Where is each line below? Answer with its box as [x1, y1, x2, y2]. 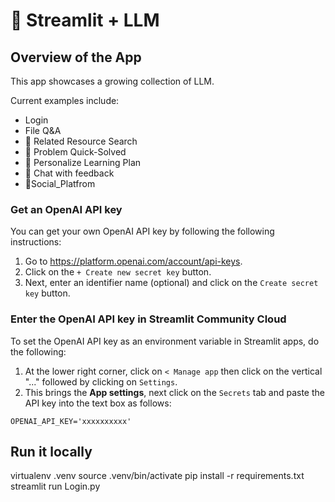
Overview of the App [10, 49, 142, 66]
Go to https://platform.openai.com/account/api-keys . [24, 255, 243, 268]
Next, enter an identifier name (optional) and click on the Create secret [24, 277, 319, 289]
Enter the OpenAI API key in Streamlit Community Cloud [10, 312, 287, 326]
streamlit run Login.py [10, 480, 101, 493]
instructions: [10, 236, 62, 248]
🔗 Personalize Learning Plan [24, 157, 142, 168]
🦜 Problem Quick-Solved [24, 146, 127, 158]
